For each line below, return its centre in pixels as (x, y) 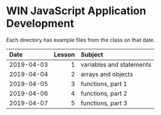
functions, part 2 (104, 93)
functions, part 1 (104, 84)
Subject (92, 55)
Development (40, 23)
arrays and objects (107, 74)
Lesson (64, 55)
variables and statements (116, 65)
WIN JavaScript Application (76, 11)
